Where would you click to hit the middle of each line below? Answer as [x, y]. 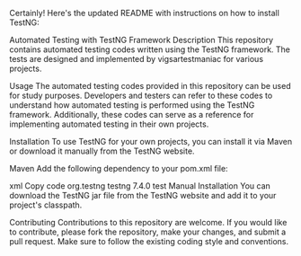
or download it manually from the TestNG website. [102, 151]
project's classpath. [46, 205]
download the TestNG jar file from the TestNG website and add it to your [143, 195]
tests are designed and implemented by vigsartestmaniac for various [136, 59]
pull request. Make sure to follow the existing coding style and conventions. [149, 241]
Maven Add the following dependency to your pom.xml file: [119, 168]
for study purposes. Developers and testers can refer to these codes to [141, 95]
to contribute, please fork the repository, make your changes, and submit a [148, 232]
